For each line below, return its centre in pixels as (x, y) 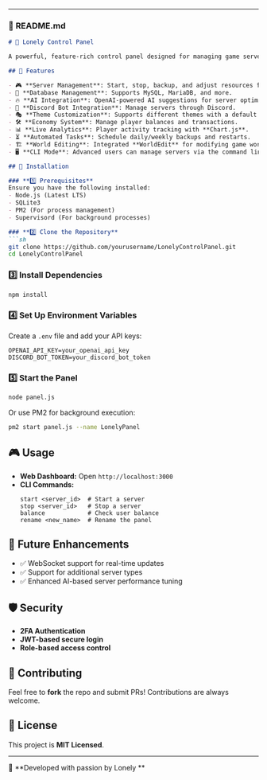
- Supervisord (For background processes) (79, 217)
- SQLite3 (25, 203)
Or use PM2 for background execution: (72, 412)
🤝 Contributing (45, 673)
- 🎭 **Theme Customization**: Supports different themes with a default (133, 115)
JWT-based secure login (61, 640)
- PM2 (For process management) (62, 211)
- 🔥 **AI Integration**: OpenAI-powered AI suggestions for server (122, 100)
